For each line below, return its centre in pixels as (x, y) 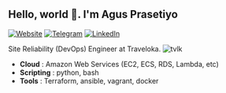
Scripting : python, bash (59, 73)
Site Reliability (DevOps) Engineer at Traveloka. (85, 49)
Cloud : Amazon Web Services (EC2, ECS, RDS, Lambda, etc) (119, 64)
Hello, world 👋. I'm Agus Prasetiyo (93, 15)
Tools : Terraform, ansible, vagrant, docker (89, 80)
